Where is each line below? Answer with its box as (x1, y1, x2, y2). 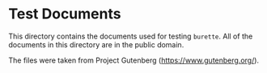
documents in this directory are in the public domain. (8, 39, 184, 49)
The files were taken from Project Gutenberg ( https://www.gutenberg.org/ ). (8, 55, 260, 65)
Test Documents (8, 5, 121, 23)
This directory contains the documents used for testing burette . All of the (8, 31, 253, 41)
